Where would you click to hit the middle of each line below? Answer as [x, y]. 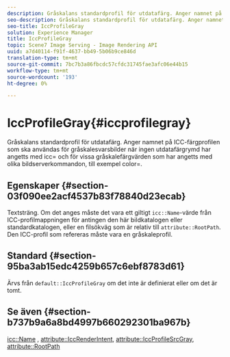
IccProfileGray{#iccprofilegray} [99, 123]
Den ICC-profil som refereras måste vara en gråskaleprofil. [90, 234]
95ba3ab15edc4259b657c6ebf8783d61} [96, 266]
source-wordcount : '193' [42, 77]
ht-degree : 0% [27, 83]
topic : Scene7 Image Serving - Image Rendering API [82, 45]
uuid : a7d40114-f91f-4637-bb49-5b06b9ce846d [72, 52]
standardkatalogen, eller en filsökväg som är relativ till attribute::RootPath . [114, 227]
